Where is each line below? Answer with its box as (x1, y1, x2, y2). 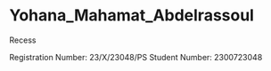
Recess (9, 35, 37, 45)
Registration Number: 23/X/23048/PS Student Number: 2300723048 (9, 51, 263, 62)
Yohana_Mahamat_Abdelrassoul (9, 5, 254, 26)
